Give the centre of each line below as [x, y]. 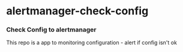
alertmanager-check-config [77, 11]
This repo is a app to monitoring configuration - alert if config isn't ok [91, 42]
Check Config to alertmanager [51, 30]
